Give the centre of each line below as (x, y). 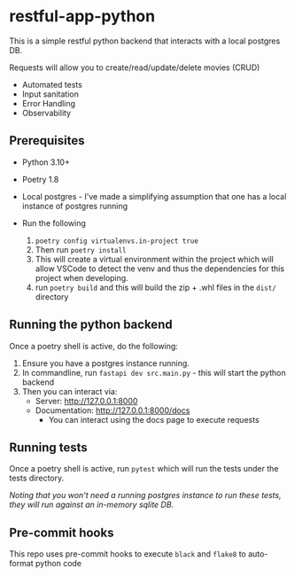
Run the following (54, 222)
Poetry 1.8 (40, 179)
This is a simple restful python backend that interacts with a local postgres (145, 41)
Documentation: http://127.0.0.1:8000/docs (113, 410)
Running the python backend (91, 325)
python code (58, 564)
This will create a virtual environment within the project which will (155, 259)
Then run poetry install (81, 249)
